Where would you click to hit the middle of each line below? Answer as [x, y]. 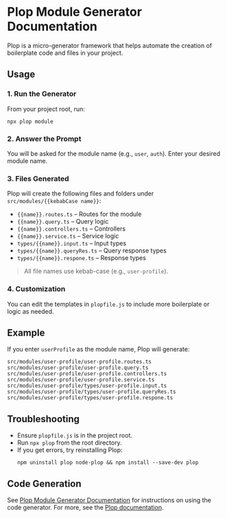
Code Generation [44, 483]
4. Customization [36, 289]
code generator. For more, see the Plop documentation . [85, 507]
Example [26, 332]
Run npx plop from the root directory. [69, 443]
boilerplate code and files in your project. [65, 53]
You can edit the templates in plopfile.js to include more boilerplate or [108, 304]
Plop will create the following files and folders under [81, 193]
